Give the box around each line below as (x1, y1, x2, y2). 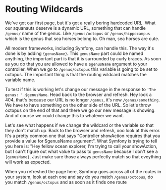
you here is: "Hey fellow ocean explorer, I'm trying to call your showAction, (5, 143, 158, 149)
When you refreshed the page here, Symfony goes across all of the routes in (5, 168, 162, 174)
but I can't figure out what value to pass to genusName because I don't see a (5, 148, 158, 154)
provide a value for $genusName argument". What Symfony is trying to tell (5, 138, 157, 144)
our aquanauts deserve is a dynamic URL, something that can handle (5, 25, 146, 31)
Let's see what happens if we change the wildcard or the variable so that (5, 122, 154, 128)
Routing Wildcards (5, 3, 83, 15)
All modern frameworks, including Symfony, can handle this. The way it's (5, 45, 154, 51)
